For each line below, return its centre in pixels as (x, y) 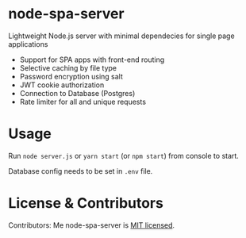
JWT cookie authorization (62, 85)
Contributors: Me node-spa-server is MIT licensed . (92, 225)
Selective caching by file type (68, 67)
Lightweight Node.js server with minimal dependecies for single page (122, 36)
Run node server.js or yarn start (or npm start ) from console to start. (124, 155)
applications (28, 44)
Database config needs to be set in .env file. (81, 171)
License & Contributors (86, 203)
